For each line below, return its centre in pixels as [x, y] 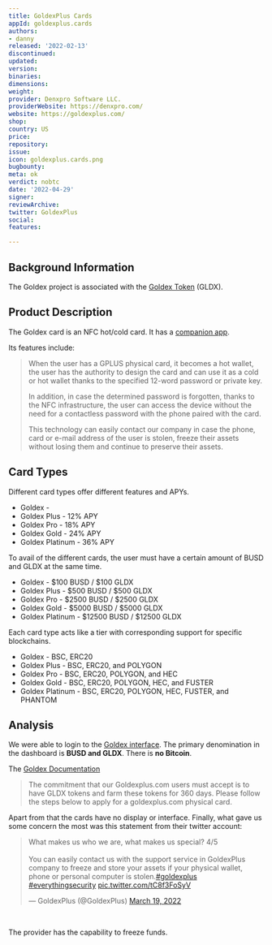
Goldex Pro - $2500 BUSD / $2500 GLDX [89, 599]
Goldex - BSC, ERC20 [56, 656]
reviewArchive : [34, 205]
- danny [22, 39]
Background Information [71, 268]
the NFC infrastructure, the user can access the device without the [140, 405]
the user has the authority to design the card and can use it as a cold [143, 372]
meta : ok [23, 175]
